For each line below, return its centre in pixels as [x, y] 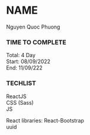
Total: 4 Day [21, 55]
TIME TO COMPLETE [36, 42]
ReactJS [16, 96]
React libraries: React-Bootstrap [45, 120]
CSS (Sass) [20, 102]
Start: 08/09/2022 [28, 62]
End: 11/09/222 [24, 68]
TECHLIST [21, 83]
